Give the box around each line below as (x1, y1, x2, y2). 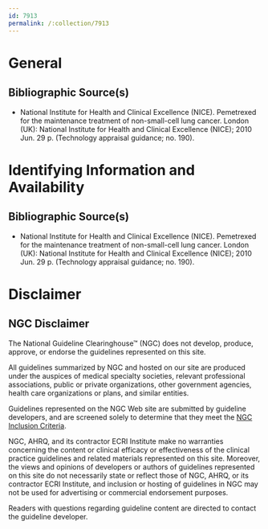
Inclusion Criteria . (8, 420, 67, 430)
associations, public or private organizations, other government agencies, (8, 379, 252, 389)
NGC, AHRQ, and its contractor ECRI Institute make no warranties (8, 436, 224, 446)
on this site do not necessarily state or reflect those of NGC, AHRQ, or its (8, 470, 249, 480)
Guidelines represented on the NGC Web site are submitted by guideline (8, 404, 246, 413)
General (8, 54, 63, 72)
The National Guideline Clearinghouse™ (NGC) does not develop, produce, (8, 338, 254, 348)
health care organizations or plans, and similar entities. (8, 388, 189, 398)
